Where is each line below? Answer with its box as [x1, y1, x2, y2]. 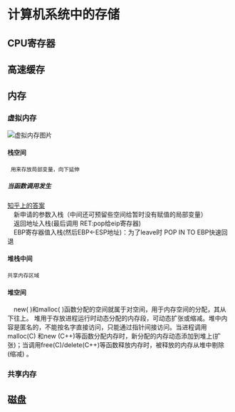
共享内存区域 [7, 272, 40, 279]
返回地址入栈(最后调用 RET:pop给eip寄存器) [14, 219, 141, 227]
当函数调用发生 [7, 182, 51, 190]
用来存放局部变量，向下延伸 [10, 165, 80, 173]
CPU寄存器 [7, 37, 56, 49]
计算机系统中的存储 [7, 6, 120, 23]
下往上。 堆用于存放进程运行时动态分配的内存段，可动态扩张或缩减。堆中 [7, 314, 221, 323]
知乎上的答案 [7, 201, 45, 210]
